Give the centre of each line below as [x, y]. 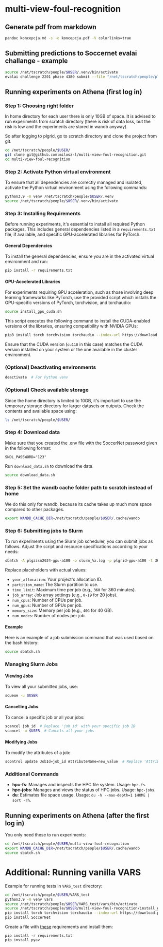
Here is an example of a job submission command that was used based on [79, 638]
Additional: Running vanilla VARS [73, 872]
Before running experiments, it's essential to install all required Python [75, 224]
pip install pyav [23, 940]
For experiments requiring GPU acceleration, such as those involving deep [79, 292]
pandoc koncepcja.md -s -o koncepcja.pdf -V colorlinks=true [68, 38]
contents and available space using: [41, 411]
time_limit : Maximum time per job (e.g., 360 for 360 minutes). [74, 589]
